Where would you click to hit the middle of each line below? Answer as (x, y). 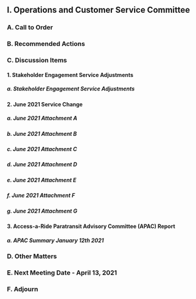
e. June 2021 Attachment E (42, 180)
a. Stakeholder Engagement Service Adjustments (71, 89)
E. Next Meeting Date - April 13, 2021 (62, 273)
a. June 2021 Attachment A (42, 118)
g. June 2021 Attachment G (42, 211)
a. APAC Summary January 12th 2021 (55, 240)
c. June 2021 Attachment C (42, 149)
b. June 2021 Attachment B (42, 133)
